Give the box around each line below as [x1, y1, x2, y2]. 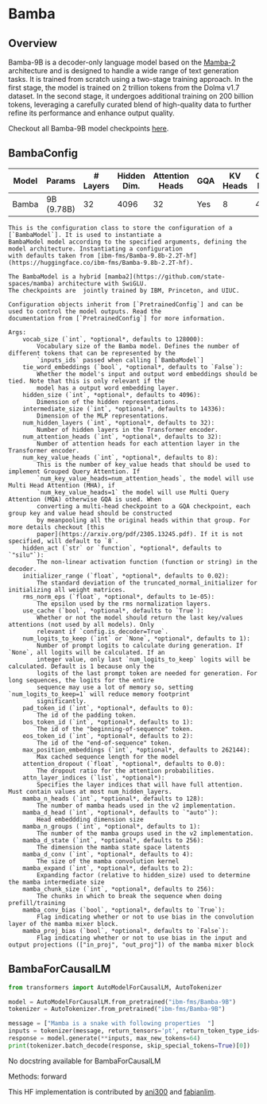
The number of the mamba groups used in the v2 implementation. [37, 829, 254, 838]
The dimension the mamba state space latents [37, 843, 191, 851]
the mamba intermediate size [8, 878, 105, 886]
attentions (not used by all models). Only [8, 620, 155, 628]
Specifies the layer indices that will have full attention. [37, 780, 244, 788]
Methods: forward [8, 1071, 68, 1081]
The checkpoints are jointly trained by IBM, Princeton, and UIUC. [8, 286, 240, 294]
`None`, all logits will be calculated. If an [8, 648, 165, 656]
